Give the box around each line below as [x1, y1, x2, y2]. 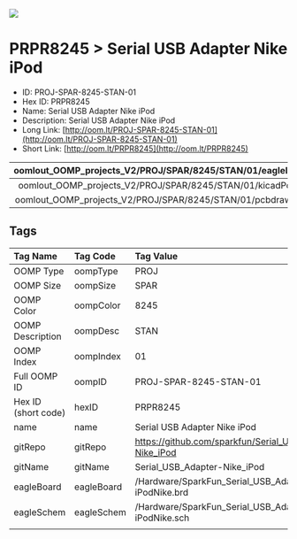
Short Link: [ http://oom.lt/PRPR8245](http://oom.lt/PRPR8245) [21, 142, 249, 154]
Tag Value [134, 250, 179, 262]
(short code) [13, 406, 66, 419]
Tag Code [73, 250, 117, 262]
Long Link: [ [21, 124, 66, 135]
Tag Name [13, 250, 57, 262]
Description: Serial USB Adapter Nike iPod [21, 115, 176, 126]
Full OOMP [13, 370, 58, 382]
